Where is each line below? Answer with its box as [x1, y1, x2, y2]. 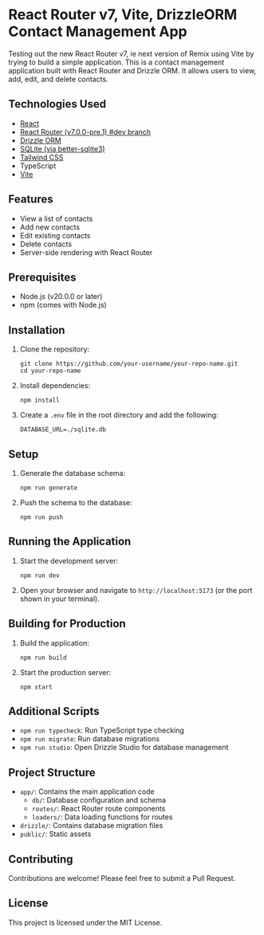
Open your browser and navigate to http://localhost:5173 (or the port [19, 585, 253, 595]
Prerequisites [8, 270, 77, 284]
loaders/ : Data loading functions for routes [31, 812, 173, 822]
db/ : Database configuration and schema [31, 796, 166, 805]
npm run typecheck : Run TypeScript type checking [19, 725, 185, 735]
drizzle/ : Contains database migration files [19, 821, 164, 831]
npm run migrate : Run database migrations [19, 734, 160, 744]
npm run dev [19, 572, 60, 579]
